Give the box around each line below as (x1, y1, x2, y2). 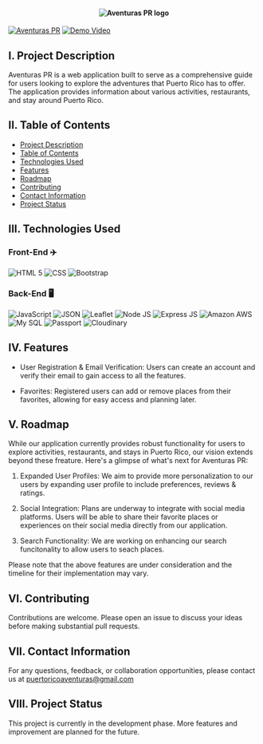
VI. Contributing (8, 592, 90, 605)
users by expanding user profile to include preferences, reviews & (19, 480, 237, 489)
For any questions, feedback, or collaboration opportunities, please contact (8, 666, 256, 675)
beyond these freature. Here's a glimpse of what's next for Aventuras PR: (8, 456, 249, 465)
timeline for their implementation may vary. (8, 568, 149, 578)
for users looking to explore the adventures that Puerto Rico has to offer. (8, 78, 245, 89)
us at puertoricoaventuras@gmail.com (8, 675, 134, 684)
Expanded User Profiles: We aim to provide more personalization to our (19, 471, 253, 481)
